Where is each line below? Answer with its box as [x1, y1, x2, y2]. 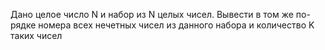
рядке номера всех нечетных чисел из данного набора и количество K [10, 19, 315, 31]
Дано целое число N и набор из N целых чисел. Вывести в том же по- [10, 9, 311, 20]
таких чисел [10, 30, 63, 41]
